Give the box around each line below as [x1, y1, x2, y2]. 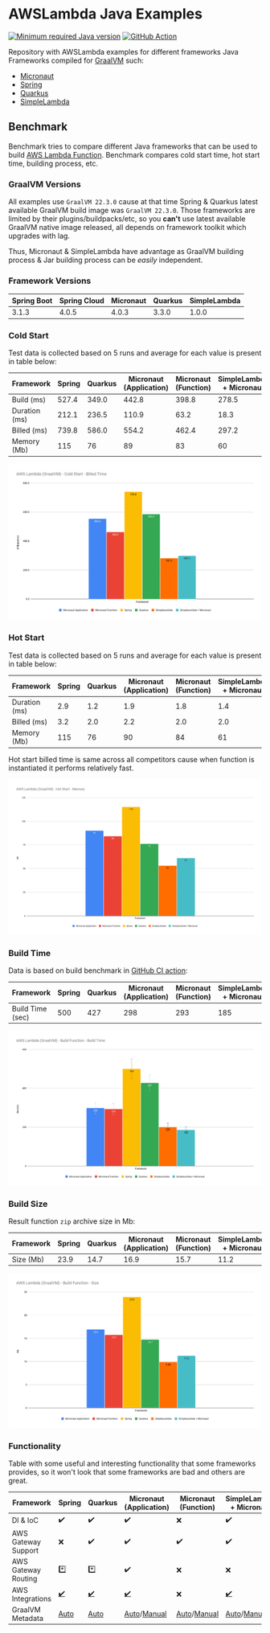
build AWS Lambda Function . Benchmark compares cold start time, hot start [8, 150, 260, 159]
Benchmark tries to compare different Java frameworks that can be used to [8, 142, 258, 151]
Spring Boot [11, 295, 53, 306]
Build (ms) [11, 395, 47, 404]
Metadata [11, 1613, 44, 1623]
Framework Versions [8, 275, 92, 286]
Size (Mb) [11, 1254, 44, 1264]
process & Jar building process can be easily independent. [8, 255, 203, 265]
